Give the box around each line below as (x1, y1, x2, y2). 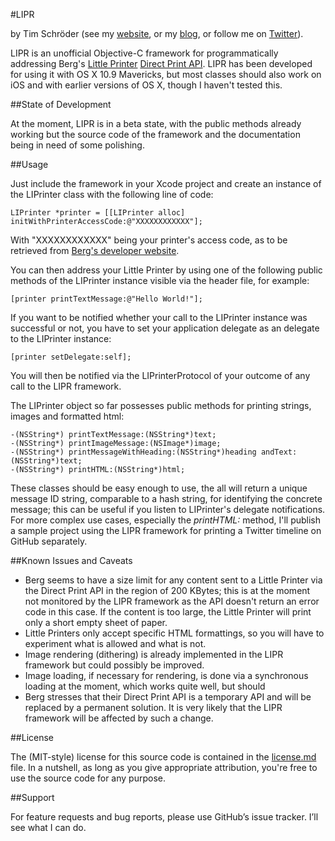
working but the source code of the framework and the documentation (10, 129, 301, 140)
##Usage (10, 159, 49, 170)
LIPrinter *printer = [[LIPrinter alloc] (10, 208, 186, 218)
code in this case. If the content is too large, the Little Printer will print (24, 606, 312, 618)
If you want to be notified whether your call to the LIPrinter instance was (10, 312, 308, 323)
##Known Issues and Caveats (10, 555, 133, 566)
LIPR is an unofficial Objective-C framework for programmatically (10, 47, 279, 59)
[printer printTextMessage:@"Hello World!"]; (10, 294, 203, 304)
